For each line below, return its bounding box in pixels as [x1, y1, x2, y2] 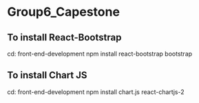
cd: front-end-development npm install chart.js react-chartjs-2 [7, 87, 185, 96]
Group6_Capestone [7, 4, 121, 20]
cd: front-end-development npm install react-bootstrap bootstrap [7, 49, 193, 58]
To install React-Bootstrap [7, 32, 122, 43]
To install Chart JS [7, 69, 87, 81]
